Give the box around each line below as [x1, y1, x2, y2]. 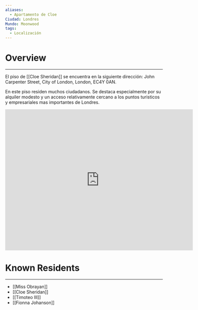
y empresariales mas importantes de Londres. [5, 99, 100, 105]
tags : [5, 26, 16, 31]
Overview [5, 52, 46, 64]
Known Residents [5, 262, 80, 274]
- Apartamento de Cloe [9, 12, 57, 17]
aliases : [5, 7, 23, 13]
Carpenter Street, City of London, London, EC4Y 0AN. [5, 79, 116, 85]
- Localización [9, 31, 41, 36]
